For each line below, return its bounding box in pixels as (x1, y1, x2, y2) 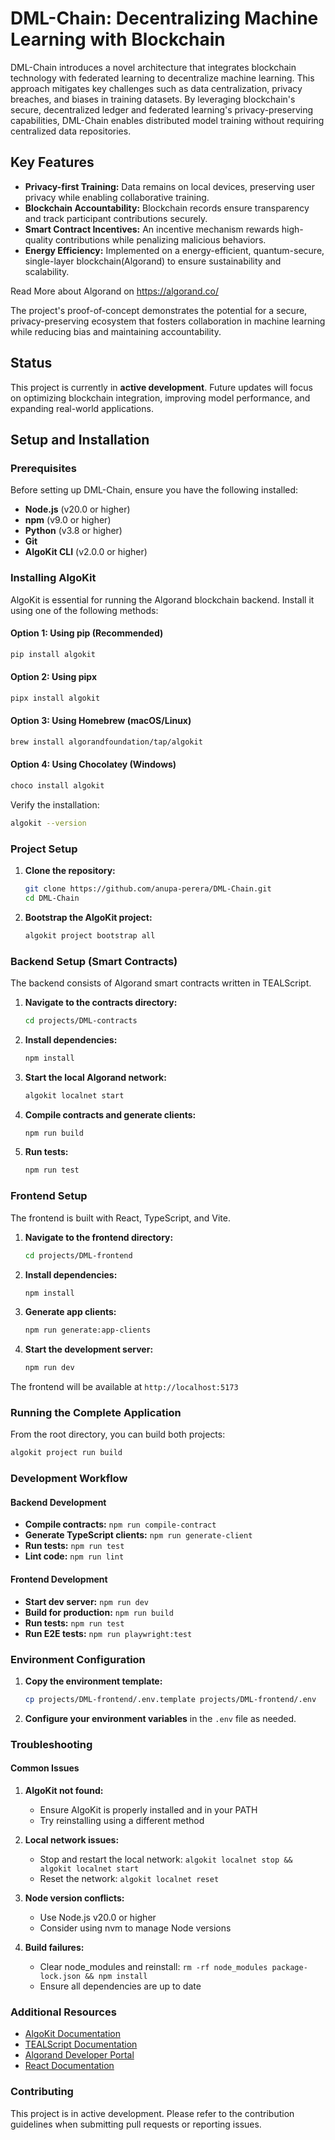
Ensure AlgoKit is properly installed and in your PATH (39, 1803, 258, 1816)
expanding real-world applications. (10, 402, 154, 414)
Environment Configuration (10, 1652, 146, 1666)
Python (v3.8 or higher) (24, 525, 123, 537)
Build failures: (24, 1941, 85, 1953)
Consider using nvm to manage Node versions (39, 1922, 232, 1934)
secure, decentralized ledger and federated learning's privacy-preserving (10, 103, 314, 116)
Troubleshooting (10, 1737, 93, 1751)
